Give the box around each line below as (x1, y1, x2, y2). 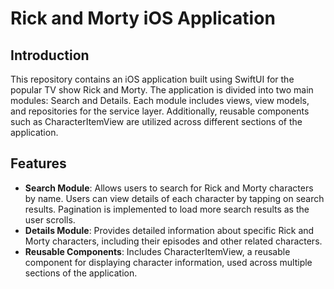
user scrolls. (24, 213, 76, 226)
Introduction (10, 47, 90, 64)
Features (10, 155, 67, 172)
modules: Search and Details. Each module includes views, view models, (10, 95, 310, 106)
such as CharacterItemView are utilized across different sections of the (10, 116, 303, 127)
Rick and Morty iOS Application (10, 7, 276, 30)
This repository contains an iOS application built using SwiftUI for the (10, 73, 295, 85)
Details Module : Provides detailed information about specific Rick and (24, 224, 315, 236)
